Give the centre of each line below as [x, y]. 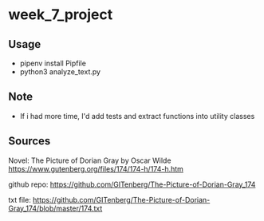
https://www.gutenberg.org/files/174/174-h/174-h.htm [96, 168]
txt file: [20, 199]
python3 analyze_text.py [60, 72]
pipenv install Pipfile [53, 63]
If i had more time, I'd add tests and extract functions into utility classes [137, 116]
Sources [30, 141]
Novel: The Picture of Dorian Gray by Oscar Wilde [90, 160]
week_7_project [61, 15]
